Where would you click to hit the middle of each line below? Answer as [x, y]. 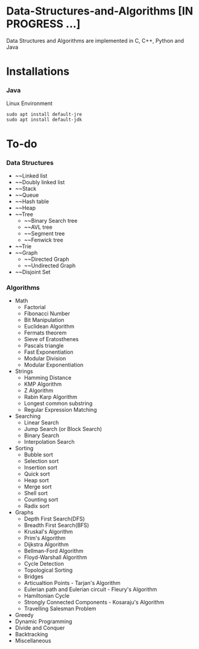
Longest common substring [58, 403]
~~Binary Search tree [51, 220]
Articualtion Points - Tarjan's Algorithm [72, 583]
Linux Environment [30, 103]
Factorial [35, 307]
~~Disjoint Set [33, 272]
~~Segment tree [44, 233]
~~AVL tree [38, 227]
